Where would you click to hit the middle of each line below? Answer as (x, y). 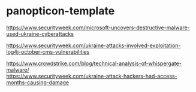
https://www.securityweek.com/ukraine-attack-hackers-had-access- (92, 76)
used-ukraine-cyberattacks (40, 33)
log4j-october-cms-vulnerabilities (48, 51)
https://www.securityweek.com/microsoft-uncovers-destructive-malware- (98, 27)
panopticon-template (61, 11)
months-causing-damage (38, 82)
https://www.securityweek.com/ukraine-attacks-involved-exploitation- (94, 45)
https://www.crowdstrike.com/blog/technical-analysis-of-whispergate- (94, 63)
